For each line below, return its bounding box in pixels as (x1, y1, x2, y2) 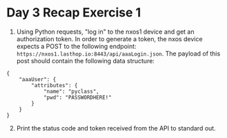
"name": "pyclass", (43, 88, 99, 95)
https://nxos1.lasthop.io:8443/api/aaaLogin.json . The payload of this (16, 49, 221, 58)
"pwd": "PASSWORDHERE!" (43, 94, 112, 101)
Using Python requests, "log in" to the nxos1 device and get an (16, 27, 195, 36)
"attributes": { (31, 82, 78, 89)
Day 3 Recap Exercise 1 (6, 5, 141, 21)
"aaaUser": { (19, 76, 57, 83)
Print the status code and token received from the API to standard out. (16, 124, 216, 132)
